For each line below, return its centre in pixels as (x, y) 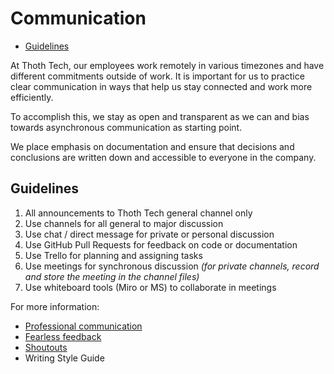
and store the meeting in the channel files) (112, 276)
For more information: (55, 306)
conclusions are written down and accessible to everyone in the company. (163, 157)
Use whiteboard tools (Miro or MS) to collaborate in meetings (150, 287)
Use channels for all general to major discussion (124, 223)
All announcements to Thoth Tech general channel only (138, 213)
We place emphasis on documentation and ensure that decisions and (152, 146)
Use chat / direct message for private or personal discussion (149, 234)
